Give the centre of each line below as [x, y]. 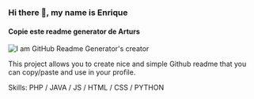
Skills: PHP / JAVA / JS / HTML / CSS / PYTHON [86, 88]
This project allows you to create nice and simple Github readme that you [127, 64]
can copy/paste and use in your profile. [72, 72]
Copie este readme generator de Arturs [74, 31]
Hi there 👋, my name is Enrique [68, 13]
